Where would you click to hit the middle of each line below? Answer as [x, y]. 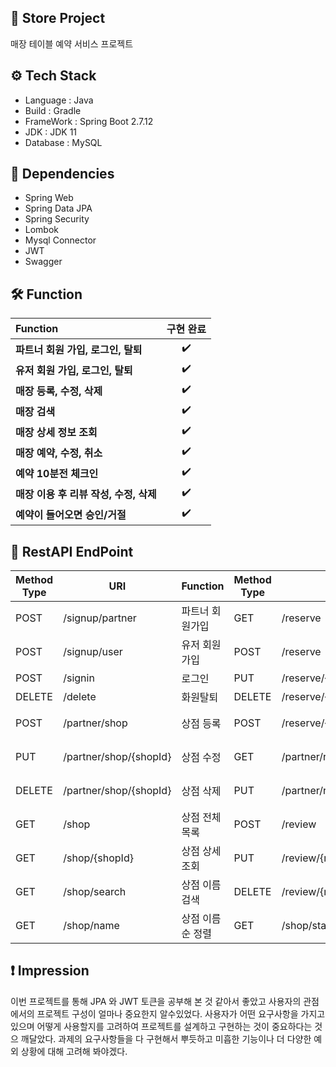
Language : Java [59, 100]
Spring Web [49, 198]
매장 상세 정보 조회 [56, 432]
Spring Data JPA [58, 208]
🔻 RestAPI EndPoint [72, 551]
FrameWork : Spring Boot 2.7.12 [89, 121]
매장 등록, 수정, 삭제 [59, 391]
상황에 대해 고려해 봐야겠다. [74, 1051]
